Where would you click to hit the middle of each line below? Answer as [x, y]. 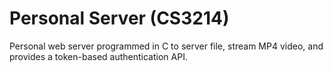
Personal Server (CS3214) [119, 18]
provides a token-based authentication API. [98, 56]
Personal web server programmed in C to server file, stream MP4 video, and [166, 46]
